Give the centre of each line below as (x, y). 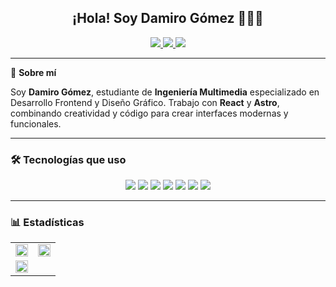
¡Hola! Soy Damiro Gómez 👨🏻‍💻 (168, 18)
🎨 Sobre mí (33, 72)
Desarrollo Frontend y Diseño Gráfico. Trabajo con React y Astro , (145, 102)
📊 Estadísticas (47, 223)
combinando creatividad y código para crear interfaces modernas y (149, 113)
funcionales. (36, 123)
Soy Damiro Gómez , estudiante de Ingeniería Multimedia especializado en (165, 92)
